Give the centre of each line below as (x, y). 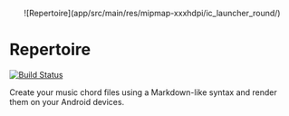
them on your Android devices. (67, 101)
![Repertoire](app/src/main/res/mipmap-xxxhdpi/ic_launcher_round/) (152, 13)
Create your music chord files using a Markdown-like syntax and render (144, 92)
